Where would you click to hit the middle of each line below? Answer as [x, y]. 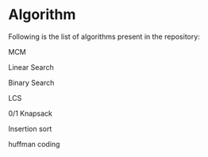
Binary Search [31, 82]
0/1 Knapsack [31, 113]
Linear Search [31, 67]
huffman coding [34, 144]
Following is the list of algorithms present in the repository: [104, 36]
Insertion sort [30, 128]
